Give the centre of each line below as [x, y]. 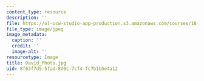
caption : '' [27, 40]
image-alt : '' [29, 52]
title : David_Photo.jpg [36, 63]
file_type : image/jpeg [35, 29]
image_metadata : [27, 35]
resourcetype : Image [32, 57]
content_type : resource [36, 12]
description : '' [27, 18]
